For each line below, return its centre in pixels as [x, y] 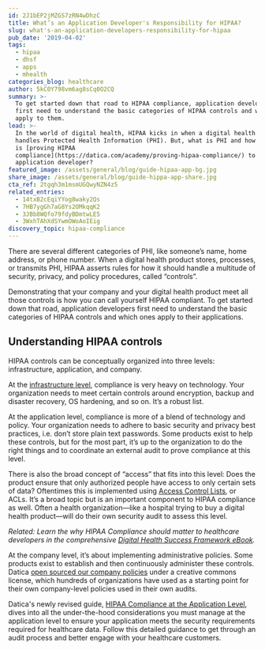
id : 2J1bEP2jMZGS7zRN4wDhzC [54, 15]
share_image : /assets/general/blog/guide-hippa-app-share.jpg [112, 178]
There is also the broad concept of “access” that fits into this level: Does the [132, 474]
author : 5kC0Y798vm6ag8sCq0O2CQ [61, 89]
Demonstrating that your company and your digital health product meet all [128, 292]
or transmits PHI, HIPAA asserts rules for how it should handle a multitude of [132, 268]
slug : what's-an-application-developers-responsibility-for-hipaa [119, 30]
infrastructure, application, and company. [75, 369]
